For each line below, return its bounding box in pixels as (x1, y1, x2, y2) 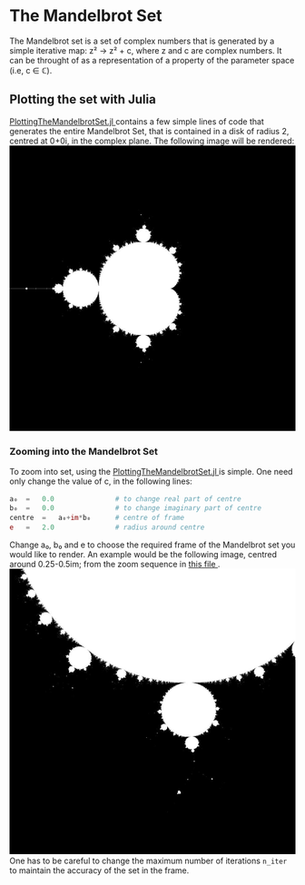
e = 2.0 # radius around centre (9, 523, 205, 532)
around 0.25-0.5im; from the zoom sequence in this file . (9, 559, 221, 569)
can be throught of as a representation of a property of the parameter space (9, 54, 295, 65)
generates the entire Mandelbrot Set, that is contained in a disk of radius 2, (9, 125, 290, 136)
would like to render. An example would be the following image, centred (9, 549, 278, 559)
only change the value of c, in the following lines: (9, 476, 192, 487)
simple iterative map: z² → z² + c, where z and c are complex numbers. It (9, 44, 282, 55)
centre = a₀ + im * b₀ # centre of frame (9, 514, 184, 523)
